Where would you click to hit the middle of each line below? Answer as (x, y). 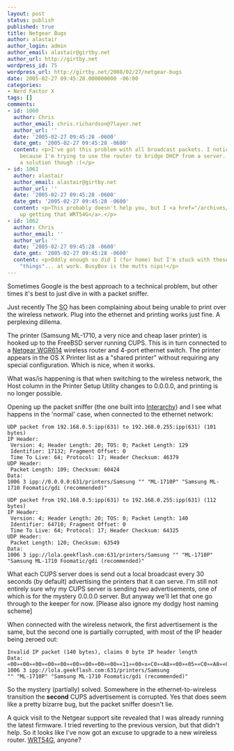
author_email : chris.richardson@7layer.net (77, 124)
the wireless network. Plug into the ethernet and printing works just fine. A (114, 314)
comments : (22, 104)
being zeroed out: (32, 639)
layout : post (26, 14)
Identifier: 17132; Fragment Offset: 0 (68, 451)
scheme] (20, 611)
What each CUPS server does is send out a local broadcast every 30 (106, 574)
